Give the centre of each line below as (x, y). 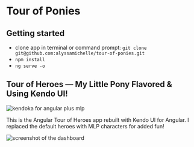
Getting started (36, 33)
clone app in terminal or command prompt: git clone (81, 47)
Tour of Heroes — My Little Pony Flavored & (89, 84)
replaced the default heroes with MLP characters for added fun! (85, 126)
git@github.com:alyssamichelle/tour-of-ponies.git (80, 53)
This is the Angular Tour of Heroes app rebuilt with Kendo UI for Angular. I (98, 120)
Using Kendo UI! (37, 94)
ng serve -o (30, 66)
